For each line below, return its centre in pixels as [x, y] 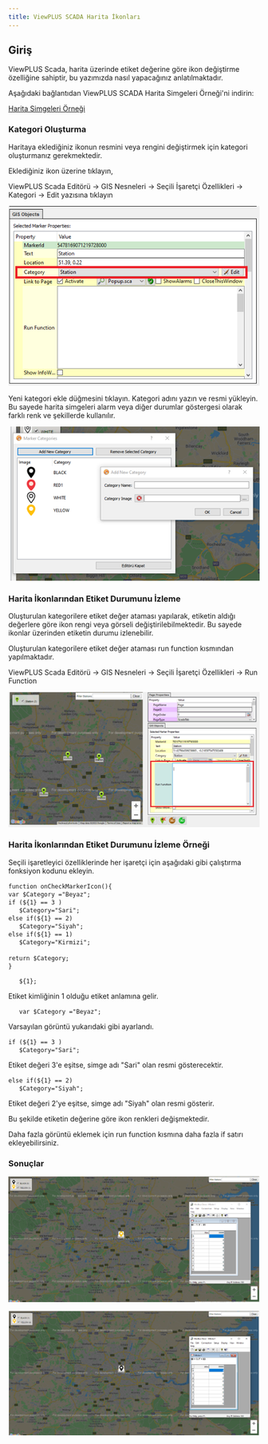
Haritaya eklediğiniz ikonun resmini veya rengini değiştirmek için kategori [128, 147]
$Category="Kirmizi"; [55, 942]
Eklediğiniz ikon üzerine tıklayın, [61, 171]
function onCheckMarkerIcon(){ [60, 886]
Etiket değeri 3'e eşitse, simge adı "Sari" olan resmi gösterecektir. [116, 1065]
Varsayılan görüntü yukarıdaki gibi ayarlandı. [81, 1027]
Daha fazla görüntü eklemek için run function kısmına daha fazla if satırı [126, 1134]
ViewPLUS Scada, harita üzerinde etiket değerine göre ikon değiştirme [124, 69]
